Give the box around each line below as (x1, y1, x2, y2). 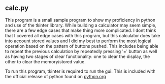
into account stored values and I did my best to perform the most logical (5, 38, 152, 44)
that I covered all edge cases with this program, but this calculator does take (5, 32, 160, 38)
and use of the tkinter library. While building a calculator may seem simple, (5, 22, 157, 28)
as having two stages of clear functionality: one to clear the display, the (5, 54, 150, 59)
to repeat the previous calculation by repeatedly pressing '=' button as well (5, 48, 158, 54)
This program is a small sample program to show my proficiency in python (5, 17, 156, 23)
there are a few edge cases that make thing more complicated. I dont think (5, 27, 156, 33)
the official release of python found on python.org (5, 73, 106, 79)
